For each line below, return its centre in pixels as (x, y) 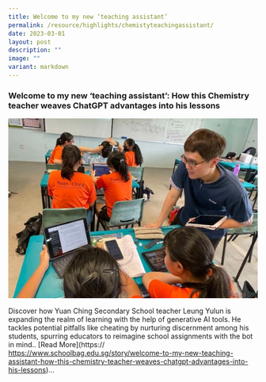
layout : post (30, 42)
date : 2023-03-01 (37, 33)
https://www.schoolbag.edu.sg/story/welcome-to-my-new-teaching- (121, 353)
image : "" (25, 59)
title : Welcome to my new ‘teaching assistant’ (88, 17)
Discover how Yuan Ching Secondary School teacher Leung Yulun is (120, 311)
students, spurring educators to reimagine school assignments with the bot (131, 336)
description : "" (35, 50)
